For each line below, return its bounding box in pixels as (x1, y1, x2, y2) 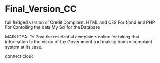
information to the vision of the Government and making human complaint (5, 38, 153, 44)
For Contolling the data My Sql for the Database (5, 24, 100, 30)
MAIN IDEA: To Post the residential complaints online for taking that (5, 34, 140, 39)
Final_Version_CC (5, 3, 77, 14)
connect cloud (5, 53, 34, 59)
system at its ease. (5, 44, 43, 50)
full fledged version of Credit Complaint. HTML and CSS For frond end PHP (5, 19, 155, 25)
